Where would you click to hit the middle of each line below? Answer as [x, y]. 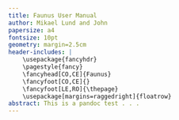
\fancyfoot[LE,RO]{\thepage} [70, 89]
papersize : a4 [32, 30]
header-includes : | [40, 52]
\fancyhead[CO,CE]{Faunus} [67, 74]
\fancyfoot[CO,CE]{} [56, 81]
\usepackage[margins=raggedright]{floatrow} [97, 96]
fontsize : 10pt [33, 37]
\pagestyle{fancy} [53, 67]
